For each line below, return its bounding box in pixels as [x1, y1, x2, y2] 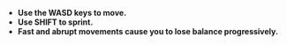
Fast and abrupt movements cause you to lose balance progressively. [17, 26, 279, 36]
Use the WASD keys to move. [17, 8, 127, 18]
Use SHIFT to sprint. [17, 17, 94, 27]
